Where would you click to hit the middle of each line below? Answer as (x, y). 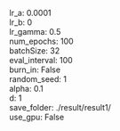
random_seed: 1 (38, 79)
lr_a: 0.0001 (30, 13)
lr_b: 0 (21, 22)
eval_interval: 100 (41, 60)
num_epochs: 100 (41, 41)
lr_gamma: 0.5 (35, 32)
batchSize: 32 (35, 51)
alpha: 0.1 (26, 89)
